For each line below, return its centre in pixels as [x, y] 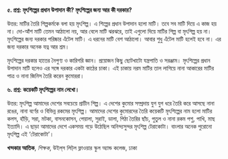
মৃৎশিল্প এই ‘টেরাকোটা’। [31, 134]
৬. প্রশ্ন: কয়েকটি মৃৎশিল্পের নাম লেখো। [43, 89]
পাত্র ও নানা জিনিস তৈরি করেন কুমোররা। [46, 76]
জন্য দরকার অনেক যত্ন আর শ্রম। [38, 47]
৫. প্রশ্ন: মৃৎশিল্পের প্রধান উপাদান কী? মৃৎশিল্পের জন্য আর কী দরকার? [70, 10]
